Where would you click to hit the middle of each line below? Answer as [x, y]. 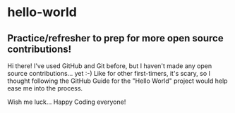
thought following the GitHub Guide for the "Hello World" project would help [117, 81]
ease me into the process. [45, 88]
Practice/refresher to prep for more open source [115, 38]
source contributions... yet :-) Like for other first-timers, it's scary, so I [109, 73]
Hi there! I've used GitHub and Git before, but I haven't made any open [110, 66]
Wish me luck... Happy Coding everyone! [67, 102]
